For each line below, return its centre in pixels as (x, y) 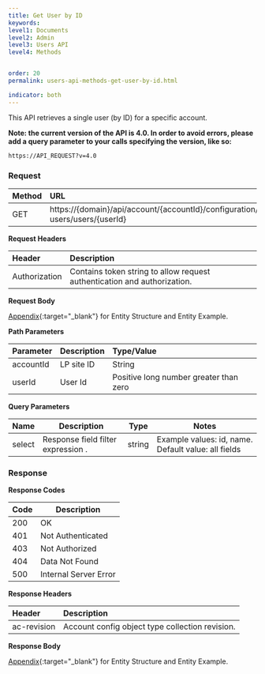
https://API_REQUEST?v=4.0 (52, 156)
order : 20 (24, 73)
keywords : (24, 23)
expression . (65, 449)
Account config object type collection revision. (149, 627)
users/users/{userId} (88, 219)
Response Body (35, 646)
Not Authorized (69, 548)
